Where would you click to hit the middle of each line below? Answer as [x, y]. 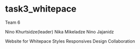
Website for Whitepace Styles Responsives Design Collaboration [70, 41]
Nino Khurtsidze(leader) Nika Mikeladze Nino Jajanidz [59, 32]
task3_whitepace [41, 9]
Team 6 [13, 22]
